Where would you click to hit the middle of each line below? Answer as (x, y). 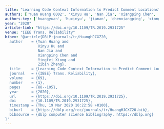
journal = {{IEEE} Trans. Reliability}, (53, 74)
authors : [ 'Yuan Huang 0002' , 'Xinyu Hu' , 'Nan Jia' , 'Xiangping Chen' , (81, 14)
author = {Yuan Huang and (39, 42)
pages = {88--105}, (33, 87)
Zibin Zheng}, (52, 64)
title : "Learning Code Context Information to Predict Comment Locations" (83, 10)
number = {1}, (27, 82)
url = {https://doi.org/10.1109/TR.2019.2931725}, (69, 96)
